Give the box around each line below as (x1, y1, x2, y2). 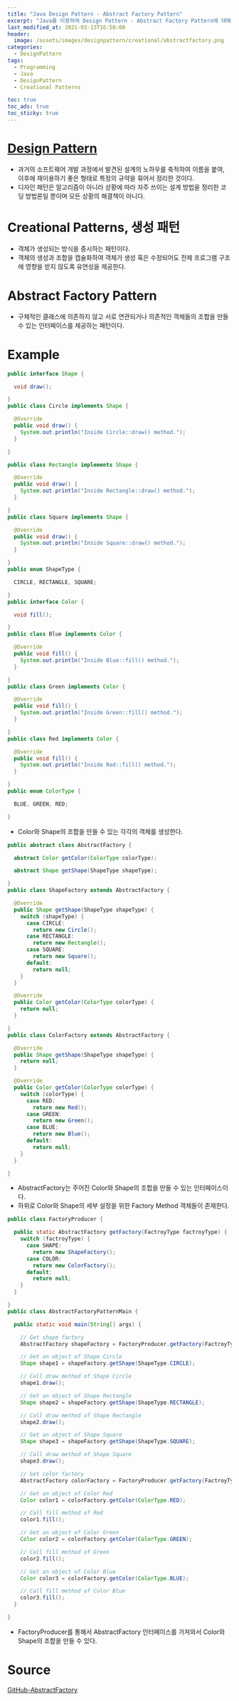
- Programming (14, 64, 55, 71)
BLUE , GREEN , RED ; (14, 801, 69, 808)
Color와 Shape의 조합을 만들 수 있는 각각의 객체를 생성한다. (17, 827, 184, 836)
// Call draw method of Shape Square (20, 1451, 132, 1458)
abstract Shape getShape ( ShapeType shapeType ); (14, 867, 158, 875)
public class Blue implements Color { (7, 631, 122, 638)
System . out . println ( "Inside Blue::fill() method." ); (20, 656, 180, 664)
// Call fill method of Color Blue (20, 1587, 126, 1595)
